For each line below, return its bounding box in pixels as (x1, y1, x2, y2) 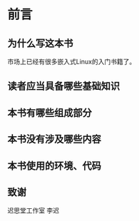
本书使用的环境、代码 (7, 160, 101, 172)
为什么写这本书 (7, 37, 73, 49)
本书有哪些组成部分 (7, 106, 92, 118)
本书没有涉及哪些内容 (7, 133, 101, 145)
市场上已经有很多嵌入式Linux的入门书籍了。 (7, 58, 136, 66)
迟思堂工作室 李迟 (7, 206, 59, 215)
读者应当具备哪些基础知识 (7, 80, 120, 93)
